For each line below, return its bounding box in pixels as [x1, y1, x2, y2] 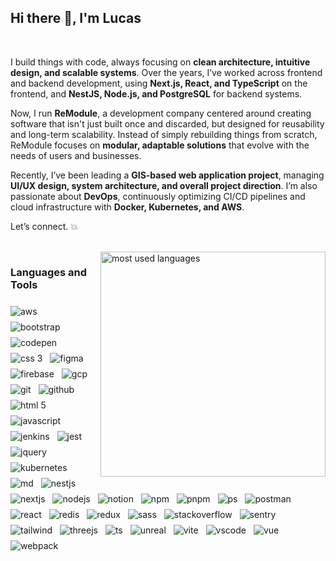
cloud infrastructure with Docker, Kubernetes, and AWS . [10, 201, 245, 213]
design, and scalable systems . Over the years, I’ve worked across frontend [10, 66, 323, 78]
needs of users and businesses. [10, 149, 142, 161]
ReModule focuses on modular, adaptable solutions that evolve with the [10, 139, 310, 151]
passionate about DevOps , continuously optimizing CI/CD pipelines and [10, 190, 306, 202]
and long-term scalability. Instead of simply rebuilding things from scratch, [10, 128, 318, 140]
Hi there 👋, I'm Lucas [10, 10, 142, 27]
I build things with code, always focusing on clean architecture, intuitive [10, 56, 311, 68]
